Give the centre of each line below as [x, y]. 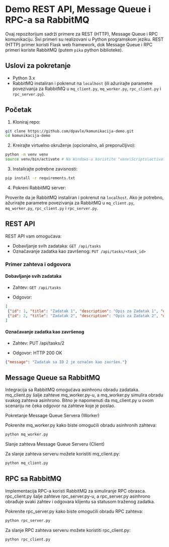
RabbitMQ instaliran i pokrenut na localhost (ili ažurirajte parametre [82, 83]
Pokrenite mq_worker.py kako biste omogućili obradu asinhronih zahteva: [81, 425]
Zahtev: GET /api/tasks [37, 287]
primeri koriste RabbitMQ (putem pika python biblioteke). [64, 50]
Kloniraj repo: [26, 122]
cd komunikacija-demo [28, 136]
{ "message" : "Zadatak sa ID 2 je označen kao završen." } [66, 362]
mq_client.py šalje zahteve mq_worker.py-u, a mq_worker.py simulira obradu [84, 395]
